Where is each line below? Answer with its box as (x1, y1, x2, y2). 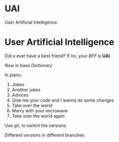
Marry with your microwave (11, 107, 68, 113)
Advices (11, 92, 29, 98)
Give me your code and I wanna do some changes (11, 97, 114, 103)
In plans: (4, 72, 22, 78)
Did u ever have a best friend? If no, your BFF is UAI (4, 53, 110, 59)
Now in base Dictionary (4, 62, 52, 68)
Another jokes (11, 87, 40, 93)
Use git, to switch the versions (4, 122, 66, 128)
